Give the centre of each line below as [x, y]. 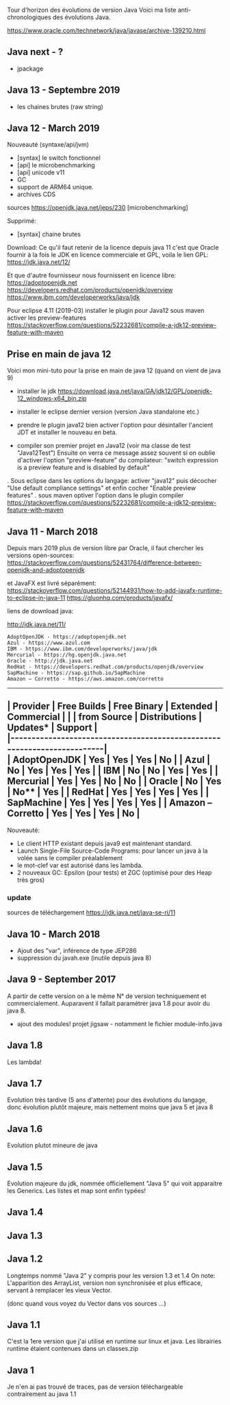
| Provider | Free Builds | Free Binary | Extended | [113, 706]
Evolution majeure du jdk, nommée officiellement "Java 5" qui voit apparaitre [115, 1183]
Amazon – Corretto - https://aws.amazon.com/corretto [86, 679]
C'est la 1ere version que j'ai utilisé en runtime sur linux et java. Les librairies [114, 1341]
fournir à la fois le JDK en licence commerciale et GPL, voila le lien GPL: [108, 255]
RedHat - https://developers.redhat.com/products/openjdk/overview [105, 667]
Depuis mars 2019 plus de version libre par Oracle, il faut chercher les [105, 548]
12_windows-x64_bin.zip [52, 399]
